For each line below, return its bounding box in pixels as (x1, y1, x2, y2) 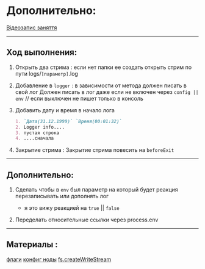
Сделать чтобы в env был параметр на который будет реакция (15, 186, 178, 193)
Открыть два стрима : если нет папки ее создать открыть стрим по (15, 63, 192, 71)
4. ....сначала (15, 135, 54, 142)
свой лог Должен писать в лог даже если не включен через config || (15, 88, 199, 95)
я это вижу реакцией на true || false (24, 204, 120, 212)
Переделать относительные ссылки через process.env (15, 216, 159, 223)
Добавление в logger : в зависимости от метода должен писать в (15, 82, 187, 89)
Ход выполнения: (6, 47, 77, 58)
